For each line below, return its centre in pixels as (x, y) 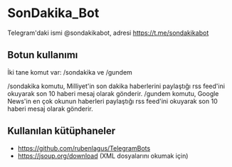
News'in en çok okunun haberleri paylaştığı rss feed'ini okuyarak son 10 (113, 101)
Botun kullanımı (43, 55)
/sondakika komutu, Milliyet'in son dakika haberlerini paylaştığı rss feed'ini (116, 86)
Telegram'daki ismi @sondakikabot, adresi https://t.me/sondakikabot (108, 33)
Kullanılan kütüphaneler (62, 131)
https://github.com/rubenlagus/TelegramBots (84, 148)
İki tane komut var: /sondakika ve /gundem (70, 72)
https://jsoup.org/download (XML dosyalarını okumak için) (103, 156)
